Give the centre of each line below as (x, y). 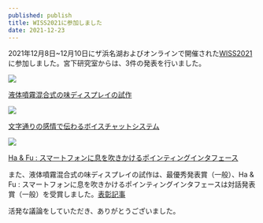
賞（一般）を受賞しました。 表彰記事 (67, 195)
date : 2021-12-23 (37, 30)
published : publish (40, 15)
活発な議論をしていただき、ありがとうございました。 (94, 211)
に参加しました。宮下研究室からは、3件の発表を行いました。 (107, 63)
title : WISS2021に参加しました (55, 23)
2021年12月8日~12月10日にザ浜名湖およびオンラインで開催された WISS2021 (130, 54)
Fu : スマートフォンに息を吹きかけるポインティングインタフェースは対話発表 (132, 184)
